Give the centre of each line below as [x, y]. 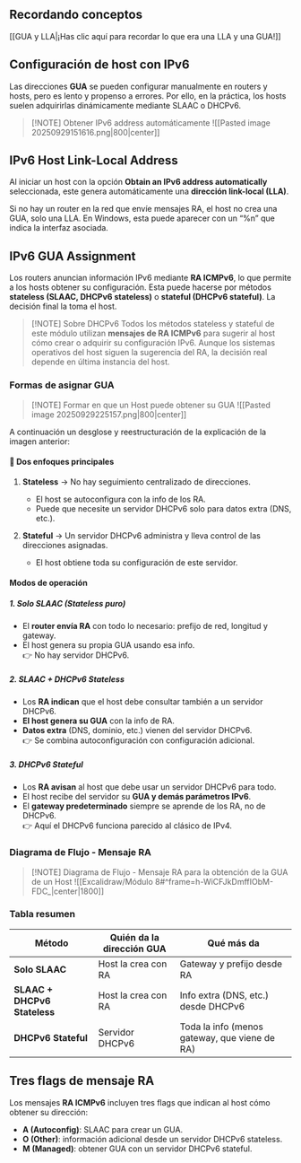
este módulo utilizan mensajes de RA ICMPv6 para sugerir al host [153, 333]
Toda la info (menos [222, 1027]
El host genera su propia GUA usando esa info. [108, 645]
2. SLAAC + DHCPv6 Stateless [67, 679]
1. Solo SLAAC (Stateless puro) [68, 603]
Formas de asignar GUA [62, 385]
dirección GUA [134, 949]
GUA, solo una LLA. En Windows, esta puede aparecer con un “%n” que [142, 218]
